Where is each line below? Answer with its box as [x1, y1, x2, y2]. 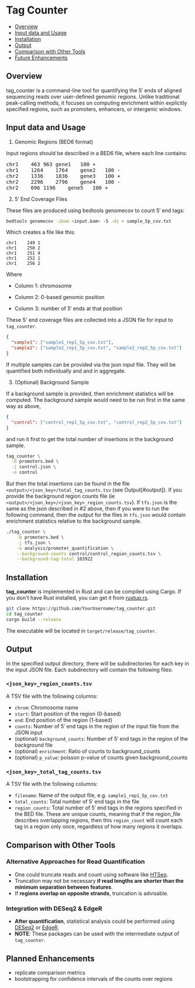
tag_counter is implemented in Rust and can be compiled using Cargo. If [6, 588, 182, 595]
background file [14, 741, 53, 748]
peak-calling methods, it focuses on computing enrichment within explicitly [6, 99, 187, 106]
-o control [11, 469, 38, 476]
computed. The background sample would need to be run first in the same [6, 396, 186, 403]
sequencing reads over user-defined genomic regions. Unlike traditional [6, 93, 180, 100]
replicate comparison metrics [14, 969, 86, 976]
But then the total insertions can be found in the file [6, 480, 130, 488]
